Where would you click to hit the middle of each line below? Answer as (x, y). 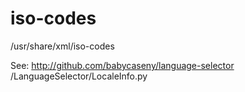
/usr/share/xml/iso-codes (62, 46)
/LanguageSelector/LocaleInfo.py (79, 76)
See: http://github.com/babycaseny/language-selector (122, 65)
